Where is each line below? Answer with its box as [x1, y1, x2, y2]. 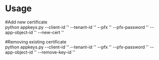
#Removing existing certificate [5, 39, 67, 44]
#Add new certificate [5, 19, 47, 25]
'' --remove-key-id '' [34, 49, 75, 55]
